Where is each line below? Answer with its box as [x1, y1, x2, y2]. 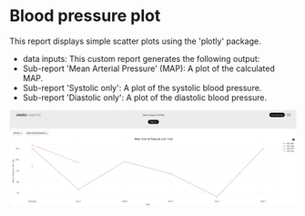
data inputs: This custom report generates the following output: [22, 53, 260, 64]
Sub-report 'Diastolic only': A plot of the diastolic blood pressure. [22, 92, 267, 103]
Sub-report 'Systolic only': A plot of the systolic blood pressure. [22, 82, 262, 93]
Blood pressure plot [9, 5, 161, 26]
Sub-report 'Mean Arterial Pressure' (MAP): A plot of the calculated [22, 63, 275, 74]
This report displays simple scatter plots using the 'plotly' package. [9, 36, 261, 46]
